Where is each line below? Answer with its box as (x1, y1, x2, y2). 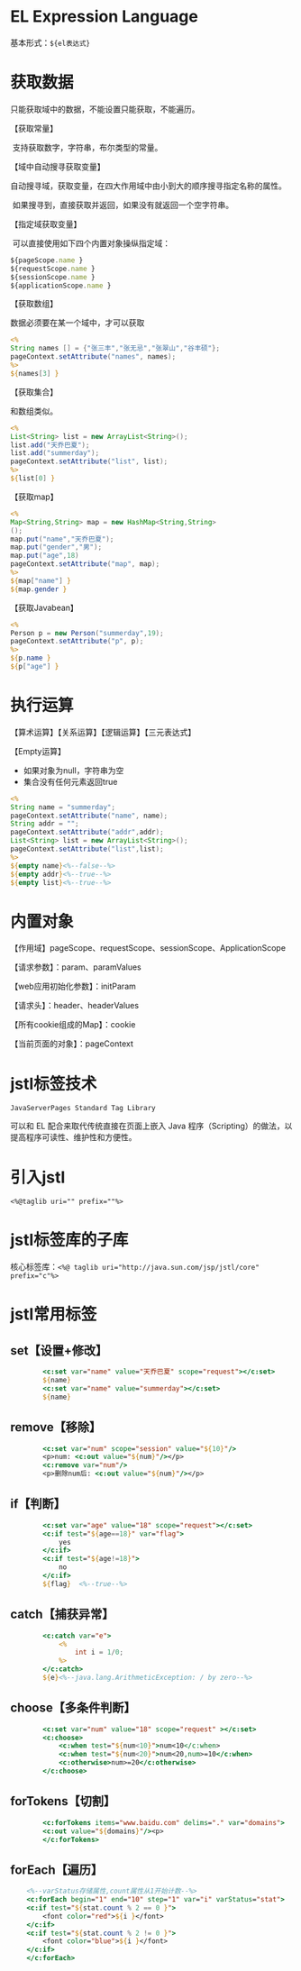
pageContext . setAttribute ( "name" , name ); (10, 811, 169, 820)
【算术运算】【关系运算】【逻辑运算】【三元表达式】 (10, 726, 196, 737)
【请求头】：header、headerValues (10, 1000, 139, 1011)
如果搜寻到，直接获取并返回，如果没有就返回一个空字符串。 (12, 199, 233, 210)
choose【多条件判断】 (10, 1701, 136, 1716)
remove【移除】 (10, 1419, 102, 1435)
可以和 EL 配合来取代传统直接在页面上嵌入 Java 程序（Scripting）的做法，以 (10, 1120, 293, 1132)
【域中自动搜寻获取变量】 (10, 160, 105, 172)
